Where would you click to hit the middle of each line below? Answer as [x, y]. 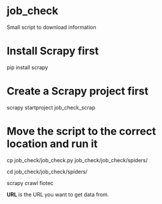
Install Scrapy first [53, 51]
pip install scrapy [27, 67]
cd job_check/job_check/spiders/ [47, 172]
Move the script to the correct [81, 131]
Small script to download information [51, 27]
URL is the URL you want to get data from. [58, 194]
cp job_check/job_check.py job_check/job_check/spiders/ [77, 160]
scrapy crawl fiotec [30, 183]
